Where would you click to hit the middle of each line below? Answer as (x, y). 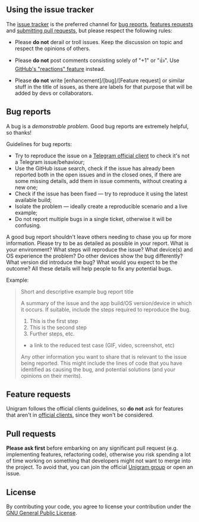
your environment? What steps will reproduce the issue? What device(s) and (99, 249)
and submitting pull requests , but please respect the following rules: (89, 30)
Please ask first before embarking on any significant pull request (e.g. (92, 448)
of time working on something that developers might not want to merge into (99, 461)
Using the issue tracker (50, 10)
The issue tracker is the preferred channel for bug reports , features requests (100, 24)
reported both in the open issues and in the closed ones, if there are (98, 175)
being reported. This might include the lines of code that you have (101, 363)
